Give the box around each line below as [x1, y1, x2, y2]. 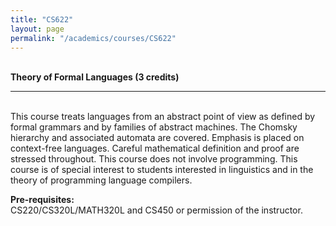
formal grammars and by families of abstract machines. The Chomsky [10, 121, 298, 133]
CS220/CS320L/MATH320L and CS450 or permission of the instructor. [10, 204, 303, 216]
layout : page [10, 24, 65, 34]
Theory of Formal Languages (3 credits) [10, 71, 180, 83]
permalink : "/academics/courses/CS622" [10, 33, 177, 43]
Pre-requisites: [10, 194, 75, 206]
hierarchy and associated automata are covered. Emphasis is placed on [10, 132, 305, 144]
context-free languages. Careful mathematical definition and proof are [10, 142, 300, 155]
